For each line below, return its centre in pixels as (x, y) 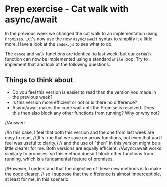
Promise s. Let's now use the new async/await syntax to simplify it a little (79, 39)
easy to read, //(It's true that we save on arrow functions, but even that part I (84, 137)
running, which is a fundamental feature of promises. (59, 159)
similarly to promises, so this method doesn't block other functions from (79, 153)
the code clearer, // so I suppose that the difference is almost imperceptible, (83, 174)
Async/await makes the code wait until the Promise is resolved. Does (83, 107)
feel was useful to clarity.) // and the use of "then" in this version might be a (83, 143)
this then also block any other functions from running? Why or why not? (86, 113)
